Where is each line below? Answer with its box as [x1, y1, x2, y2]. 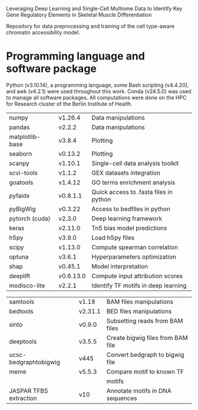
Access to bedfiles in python [91, 204, 171, 213]
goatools [9, 178, 34, 186]
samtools [9, 297, 35, 306]
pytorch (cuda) [9, 214, 51, 223]
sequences [106, 394, 137, 402]
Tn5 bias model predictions [91, 224, 167, 232]
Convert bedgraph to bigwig [106, 351, 184, 359]
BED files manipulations [106, 307, 172, 315]
